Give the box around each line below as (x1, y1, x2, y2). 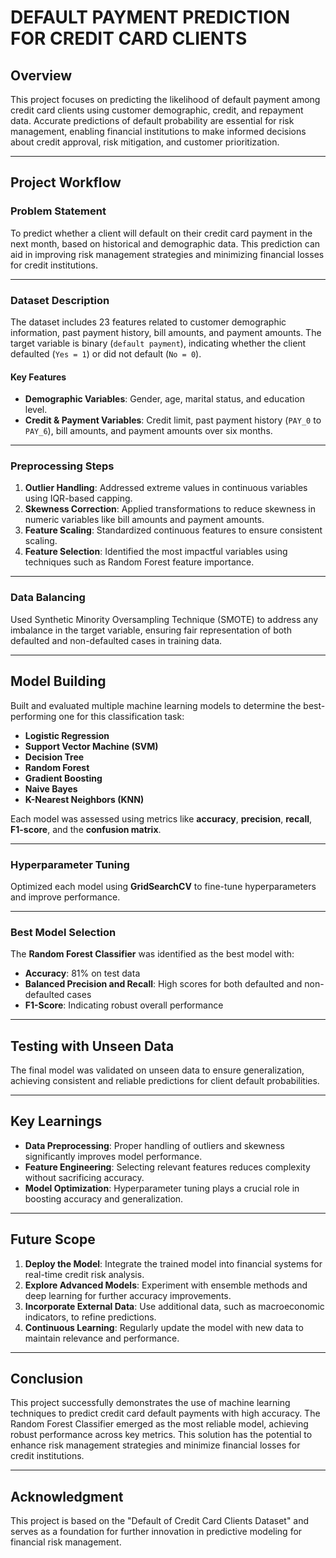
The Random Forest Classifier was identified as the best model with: (10, 948, 295, 960)
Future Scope (10, 1231, 96, 1248)
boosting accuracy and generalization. (24, 1192, 184, 1205)
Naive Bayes (24, 782, 78, 795)
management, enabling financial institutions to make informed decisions (10, 126, 307, 137)
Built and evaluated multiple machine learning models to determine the (10, 699, 302, 711)
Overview (10, 67, 73, 84)
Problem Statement (10, 204, 107, 218)
